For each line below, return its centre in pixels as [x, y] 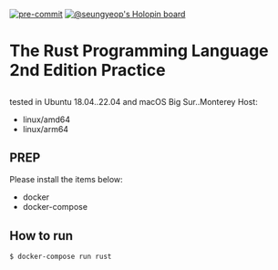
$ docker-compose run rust [61, 257]
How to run [41, 236]
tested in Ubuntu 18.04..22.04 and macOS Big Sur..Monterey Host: [134, 101]
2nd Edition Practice [88, 71]
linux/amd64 [46, 119]
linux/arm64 [46, 129]
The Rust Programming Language [139, 51]
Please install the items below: [66, 180]
